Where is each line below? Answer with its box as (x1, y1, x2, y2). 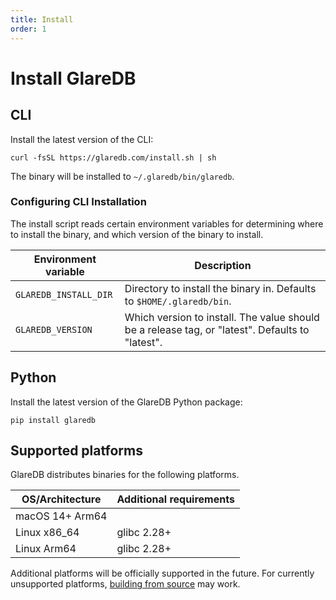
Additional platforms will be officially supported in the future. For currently (10, 567, 315, 580)
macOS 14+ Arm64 (15, 509, 108, 523)
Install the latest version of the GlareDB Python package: (10, 396, 243, 408)
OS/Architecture (21, 492, 102, 506)
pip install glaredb (10, 415, 97, 425)
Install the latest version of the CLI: (10, 133, 154, 145)
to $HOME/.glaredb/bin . (124, 294, 232, 308)
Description (194, 258, 252, 272)
